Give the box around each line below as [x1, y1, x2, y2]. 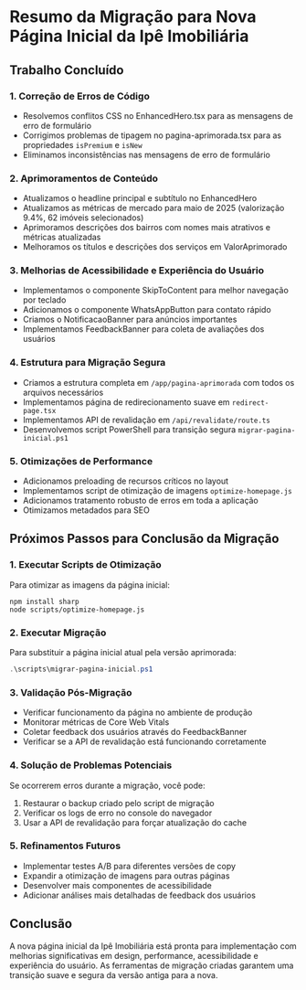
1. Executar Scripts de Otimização [9, 559, 162, 571]
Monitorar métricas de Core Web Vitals [22, 717, 170, 728]
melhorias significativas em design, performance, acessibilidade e [9, 950, 259, 961]
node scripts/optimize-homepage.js [9, 605, 145, 614]
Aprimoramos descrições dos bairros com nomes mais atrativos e [22, 222, 271, 233]
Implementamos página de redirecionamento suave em [22, 396, 230, 408]
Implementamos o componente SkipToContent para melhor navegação [22, 285, 290, 296]
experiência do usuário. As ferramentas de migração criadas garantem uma [9, 960, 294, 971]
